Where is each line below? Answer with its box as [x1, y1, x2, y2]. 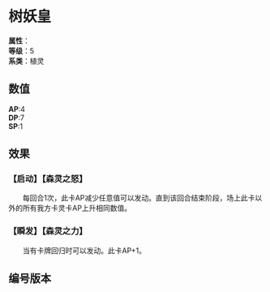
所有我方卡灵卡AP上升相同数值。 [22, 204, 132, 213]
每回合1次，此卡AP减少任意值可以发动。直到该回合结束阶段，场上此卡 [23, 193, 255, 203]
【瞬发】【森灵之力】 [8, 225, 88, 237]
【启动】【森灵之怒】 [8, 174, 88, 185]
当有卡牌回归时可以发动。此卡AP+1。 [23, 245, 146, 255]
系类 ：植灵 [8, 56, 45, 66]
